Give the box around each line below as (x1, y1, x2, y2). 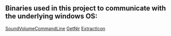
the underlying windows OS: (5, 12, 98, 21)
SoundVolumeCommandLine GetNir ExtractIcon (5, 25, 106, 31)
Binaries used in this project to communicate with (5, 4, 166, 13)
